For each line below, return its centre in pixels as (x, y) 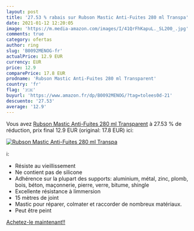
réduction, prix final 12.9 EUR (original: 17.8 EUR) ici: (70, 130)
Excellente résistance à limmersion (57, 191)
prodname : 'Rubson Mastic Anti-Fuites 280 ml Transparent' (81, 79)
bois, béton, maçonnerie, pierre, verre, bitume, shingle (82, 185)
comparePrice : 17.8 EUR (36, 73)
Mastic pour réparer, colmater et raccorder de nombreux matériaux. (98, 204)
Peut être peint (33, 210)
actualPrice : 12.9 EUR (34, 56)
